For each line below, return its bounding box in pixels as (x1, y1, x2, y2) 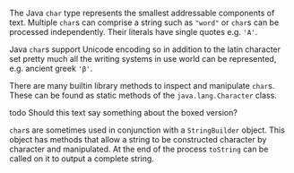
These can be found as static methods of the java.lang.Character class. (9, 90, 278, 100)
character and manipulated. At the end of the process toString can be (9, 143, 269, 154)
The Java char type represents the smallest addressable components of (9, 8, 275, 18)
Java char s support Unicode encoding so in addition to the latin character (9, 44, 281, 55)
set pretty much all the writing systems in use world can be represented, (9, 54, 277, 64)
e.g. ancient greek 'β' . (9, 63, 93, 74)
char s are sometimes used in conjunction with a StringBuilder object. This (9, 125, 285, 135)
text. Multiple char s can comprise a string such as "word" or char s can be (9, 17, 280, 28)
